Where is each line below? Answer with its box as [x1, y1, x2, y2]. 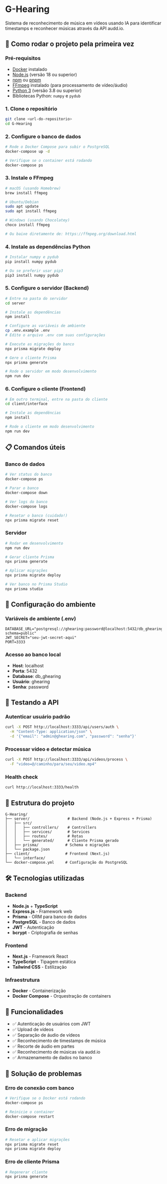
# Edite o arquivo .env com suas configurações [5, 333, 106, 338]
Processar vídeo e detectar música [5, 745, 91, 752]
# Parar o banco [5, 486, 39, 491]
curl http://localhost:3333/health [5, 785, 79, 790]
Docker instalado [12, 66, 47, 72]
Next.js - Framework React [12, 953, 69, 960]
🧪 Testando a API [5, 698, 59, 707]
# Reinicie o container [5, 1109, 55, 1115]
